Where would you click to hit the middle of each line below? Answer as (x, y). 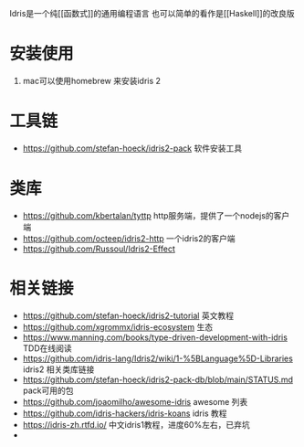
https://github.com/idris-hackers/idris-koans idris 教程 (125, 413)
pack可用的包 (48, 390)
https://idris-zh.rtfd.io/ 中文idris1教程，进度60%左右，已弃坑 (136, 424)
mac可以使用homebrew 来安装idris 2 (92, 80)
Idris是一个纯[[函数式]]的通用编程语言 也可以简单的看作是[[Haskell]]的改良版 (152, 13)
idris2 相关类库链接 (58, 369)
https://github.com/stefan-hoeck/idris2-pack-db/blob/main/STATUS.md (158, 379)
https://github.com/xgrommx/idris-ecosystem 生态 (117, 326)
